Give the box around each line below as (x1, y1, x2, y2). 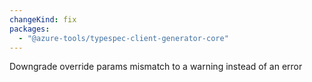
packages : (9, 24, 51, 34)
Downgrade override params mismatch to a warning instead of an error (9, 61, 303, 73)
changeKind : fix (9, 14, 77, 25)
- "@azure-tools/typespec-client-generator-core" (18, 33, 229, 43)
